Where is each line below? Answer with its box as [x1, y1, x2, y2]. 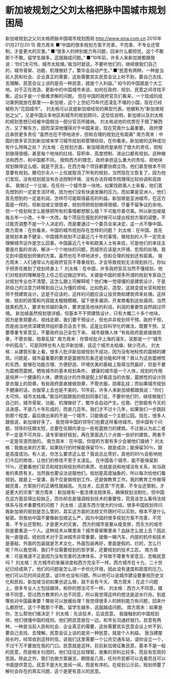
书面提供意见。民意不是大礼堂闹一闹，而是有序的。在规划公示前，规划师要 [5, 662, 161, 668]
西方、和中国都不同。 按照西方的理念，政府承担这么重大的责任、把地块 [14, 156, 163, 163]
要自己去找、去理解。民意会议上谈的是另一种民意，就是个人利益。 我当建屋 [5, 629, 163, 636]
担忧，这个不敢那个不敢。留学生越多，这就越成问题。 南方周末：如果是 [14, 604, 163, 610]
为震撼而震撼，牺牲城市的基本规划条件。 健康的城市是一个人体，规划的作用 [5, 368, 163, 374]
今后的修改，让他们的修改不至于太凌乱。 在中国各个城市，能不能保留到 [9, 457, 158, 463]
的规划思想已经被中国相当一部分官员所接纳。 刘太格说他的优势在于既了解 [5, 118, 158, 124]
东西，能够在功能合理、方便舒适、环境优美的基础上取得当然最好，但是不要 [9, 361, 166, 367]
